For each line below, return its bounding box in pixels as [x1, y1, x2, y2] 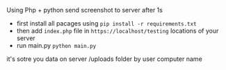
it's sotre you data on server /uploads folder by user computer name [6, 55, 202, 63]
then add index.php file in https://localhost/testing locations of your [16, 27, 219, 35]
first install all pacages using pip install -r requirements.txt [16, 19, 197, 27]
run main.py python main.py [16, 42, 97, 49]
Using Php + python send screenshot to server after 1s [6, 6, 163, 14]
